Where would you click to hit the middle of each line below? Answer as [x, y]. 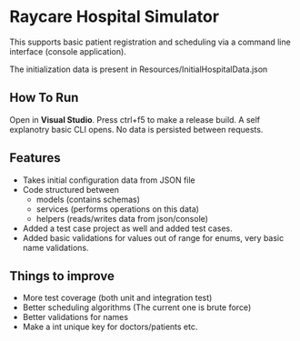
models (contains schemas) [88, 199]
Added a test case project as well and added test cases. [128, 228]
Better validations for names [75, 317]
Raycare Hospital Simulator [115, 17]
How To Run [44, 98]
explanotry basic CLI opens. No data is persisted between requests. [136, 129]
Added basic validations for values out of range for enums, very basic [153, 237]
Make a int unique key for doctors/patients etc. [110, 327]
